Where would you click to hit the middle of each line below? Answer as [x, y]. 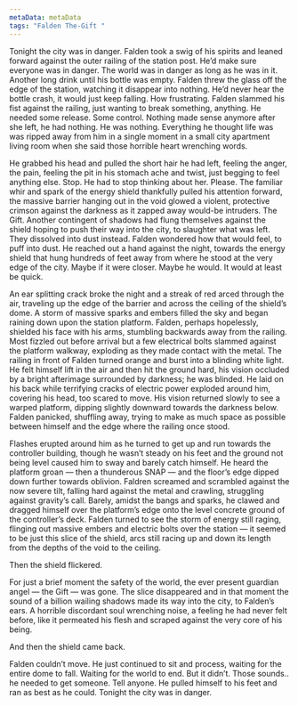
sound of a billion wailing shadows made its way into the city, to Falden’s [142, 601]
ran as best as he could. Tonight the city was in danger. [110, 692]
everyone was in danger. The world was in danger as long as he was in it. [144, 70]
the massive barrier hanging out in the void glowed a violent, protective [140, 200]
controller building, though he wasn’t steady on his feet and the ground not [146, 453]
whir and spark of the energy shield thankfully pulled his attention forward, [146, 191]
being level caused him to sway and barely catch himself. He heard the [139, 462]
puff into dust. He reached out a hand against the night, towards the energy [148, 248]
